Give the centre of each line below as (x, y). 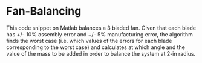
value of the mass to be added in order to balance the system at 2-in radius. (101, 53)
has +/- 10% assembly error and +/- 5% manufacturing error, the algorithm (100, 34)
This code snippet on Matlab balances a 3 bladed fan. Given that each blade (101, 28)
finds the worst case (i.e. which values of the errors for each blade (89, 41)
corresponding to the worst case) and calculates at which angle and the (96, 47)
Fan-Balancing (44, 11)
